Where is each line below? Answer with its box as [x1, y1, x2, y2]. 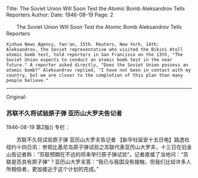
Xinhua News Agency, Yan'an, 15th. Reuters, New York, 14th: [6, 41, 160, 47]
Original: [6, 94, 27, 100]
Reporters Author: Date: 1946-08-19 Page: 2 [6, 11, 114, 18]
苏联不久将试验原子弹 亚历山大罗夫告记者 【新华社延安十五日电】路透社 [16, 136, 190, 143]
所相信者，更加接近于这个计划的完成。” [6, 166, 99, 173]
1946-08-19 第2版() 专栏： [6, 124, 71, 131]
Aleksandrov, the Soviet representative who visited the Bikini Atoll [6, 47, 183, 52]
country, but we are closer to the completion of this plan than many [6, 72, 183, 78]
